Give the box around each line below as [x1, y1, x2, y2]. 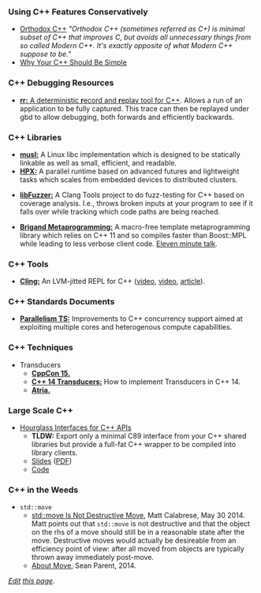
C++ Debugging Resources [8, 77, 114, 88]
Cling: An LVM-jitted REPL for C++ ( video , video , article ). [19, 277, 205, 286]
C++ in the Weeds [8, 484, 79, 495]
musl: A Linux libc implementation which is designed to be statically [19, 149, 240, 159]
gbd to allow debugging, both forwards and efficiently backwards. [19, 112, 235, 121]
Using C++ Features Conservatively [8, 6, 148, 17]
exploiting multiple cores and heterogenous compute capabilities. [19, 323, 233, 332]
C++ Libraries [8, 132, 62, 143]
